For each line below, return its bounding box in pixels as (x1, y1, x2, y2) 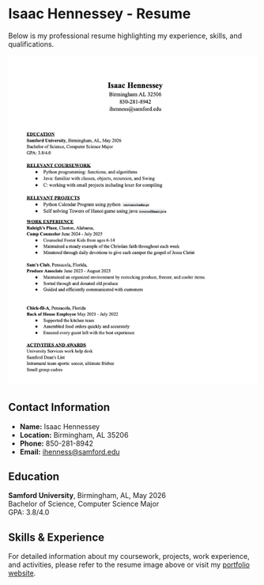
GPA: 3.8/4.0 (8, 507, 50, 517)
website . (8, 568, 36, 578)
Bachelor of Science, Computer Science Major (8, 500, 160, 509)
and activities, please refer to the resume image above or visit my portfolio (8, 560, 251, 570)
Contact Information (8, 401, 111, 414)
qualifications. (8, 39, 55, 48)
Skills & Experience (8, 530, 105, 544)
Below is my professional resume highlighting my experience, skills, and (8, 31, 243, 40)
